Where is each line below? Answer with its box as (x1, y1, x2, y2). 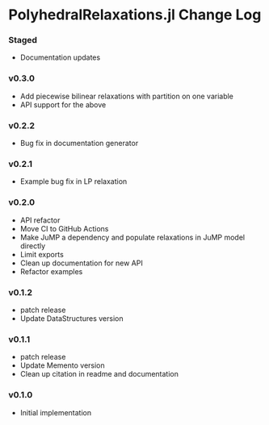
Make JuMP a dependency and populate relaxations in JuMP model (19, 232, 245, 242)
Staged (8, 35, 38, 46)
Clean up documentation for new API (19, 258, 143, 268)
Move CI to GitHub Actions (19, 223, 109, 233)
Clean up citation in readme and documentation (19, 369, 179, 379)
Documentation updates (19, 52, 101, 62)
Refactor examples (19, 266, 83, 276)
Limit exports (19, 249, 65, 259)
